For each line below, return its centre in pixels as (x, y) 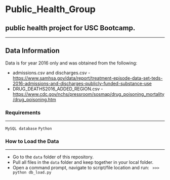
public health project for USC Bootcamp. (70, 28)
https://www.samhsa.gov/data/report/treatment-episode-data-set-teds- (88, 78)
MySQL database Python (29, 129)
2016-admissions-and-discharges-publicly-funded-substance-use (82, 83)
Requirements (23, 112)
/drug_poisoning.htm (34, 99)
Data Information (32, 51)
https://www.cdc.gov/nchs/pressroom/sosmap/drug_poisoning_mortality (88, 94)
